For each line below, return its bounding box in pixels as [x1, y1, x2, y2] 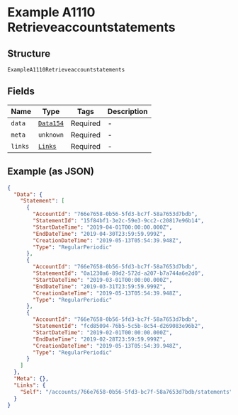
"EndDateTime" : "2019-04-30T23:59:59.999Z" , [33, 230, 166, 237]
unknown [38, 130, 64, 139]
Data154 [38, 119, 64, 127]
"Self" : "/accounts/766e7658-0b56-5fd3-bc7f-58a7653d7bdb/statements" [20, 388, 233, 395]
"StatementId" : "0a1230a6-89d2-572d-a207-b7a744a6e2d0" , [33, 270, 204, 277]
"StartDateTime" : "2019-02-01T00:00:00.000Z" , [33, 329, 173, 336]
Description [107, 106, 148, 116]
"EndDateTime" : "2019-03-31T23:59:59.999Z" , [33, 283, 166, 290]
